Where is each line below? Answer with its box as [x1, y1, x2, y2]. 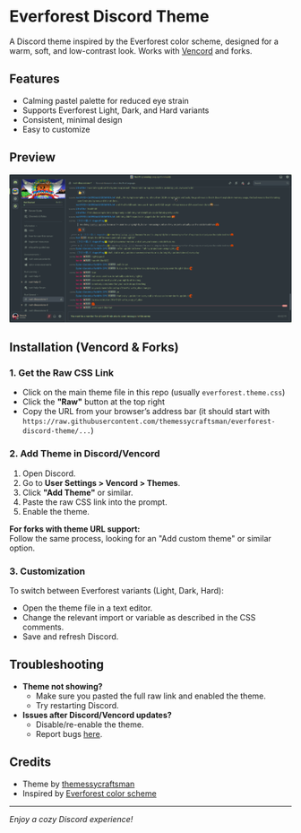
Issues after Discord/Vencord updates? [21, 709, 172, 720]
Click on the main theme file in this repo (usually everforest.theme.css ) [21, 387, 286, 398]
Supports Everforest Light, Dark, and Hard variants [21, 105, 210, 116]
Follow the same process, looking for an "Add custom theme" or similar [9, 533, 271, 543]
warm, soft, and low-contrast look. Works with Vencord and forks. [9, 45, 253, 56]
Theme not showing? [21, 681, 103, 691]
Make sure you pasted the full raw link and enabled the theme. [35, 690, 267, 701]
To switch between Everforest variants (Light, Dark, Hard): [9, 585, 224, 595]
